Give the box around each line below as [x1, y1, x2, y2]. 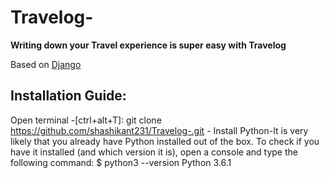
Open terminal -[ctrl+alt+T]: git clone [10, 114, 162, 126]
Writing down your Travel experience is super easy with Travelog [10, 39, 287, 51]
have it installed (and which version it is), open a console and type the [10, 146, 298, 158]
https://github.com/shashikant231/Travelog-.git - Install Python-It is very [10, 124, 309, 136]
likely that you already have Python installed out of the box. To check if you [10, 135, 320, 147]
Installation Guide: [10, 87, 127, 105]
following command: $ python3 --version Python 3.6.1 [10, 156, 232, 168]
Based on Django [10, 58, 82, 70]
